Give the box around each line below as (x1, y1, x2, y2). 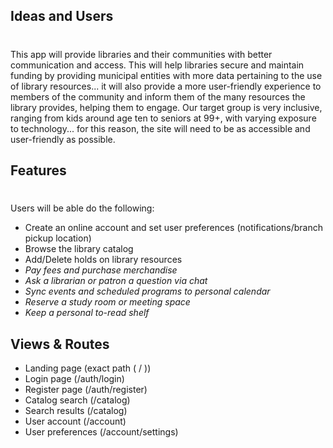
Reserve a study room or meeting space (24, 296, 191, 308)
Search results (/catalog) (24, 404, 128, 416)
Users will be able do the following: (10, 202, 155, 214)
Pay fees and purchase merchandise (24, 264, 178, 276)
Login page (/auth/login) (24, 372, 125, 384)
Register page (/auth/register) (24, 383, 148, 395)
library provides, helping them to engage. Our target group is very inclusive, (10, 101, 323, 113)
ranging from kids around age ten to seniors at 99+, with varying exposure (10, 112, 317, 124)
